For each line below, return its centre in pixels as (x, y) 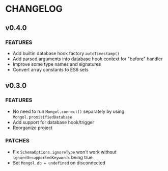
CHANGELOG (34, 9)
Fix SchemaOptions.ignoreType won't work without (65, 152)
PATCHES (17, 141)
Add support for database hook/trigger (53, 122)
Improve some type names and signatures (57, 64)
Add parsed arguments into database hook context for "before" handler (88, 59)
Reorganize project (33, 128)
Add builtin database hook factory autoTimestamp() (66, 53)
